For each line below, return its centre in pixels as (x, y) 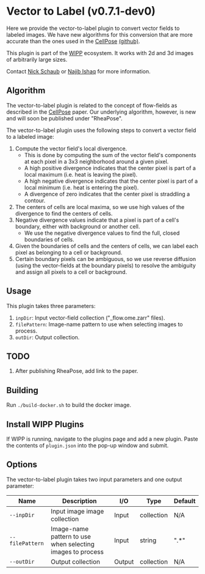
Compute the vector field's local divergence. (71, 149)
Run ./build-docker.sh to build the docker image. (69, 405)
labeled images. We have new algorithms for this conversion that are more (100, 34)
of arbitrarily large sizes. (37, 59)
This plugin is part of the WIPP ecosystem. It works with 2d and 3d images (100, 53)
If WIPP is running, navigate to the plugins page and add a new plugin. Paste (102, 439)
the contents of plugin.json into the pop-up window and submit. (88, 445)
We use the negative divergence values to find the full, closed (102, 233)
